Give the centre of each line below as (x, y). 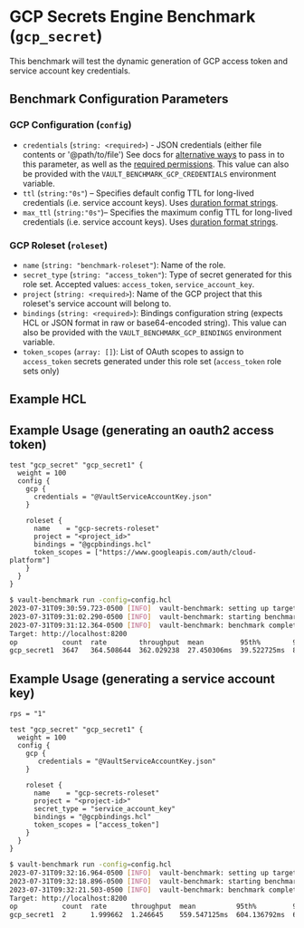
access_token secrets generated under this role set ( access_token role (152, 361)
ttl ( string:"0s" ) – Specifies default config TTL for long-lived (138, 193)
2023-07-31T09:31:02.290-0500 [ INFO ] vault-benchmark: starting (135, 617)
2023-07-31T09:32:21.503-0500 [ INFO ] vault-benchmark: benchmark (137, 890)
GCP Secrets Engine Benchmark (133, 17)
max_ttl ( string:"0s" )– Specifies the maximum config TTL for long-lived (157, 212)
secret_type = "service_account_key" (104, 809)
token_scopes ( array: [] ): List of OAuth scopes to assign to (133, 352)
